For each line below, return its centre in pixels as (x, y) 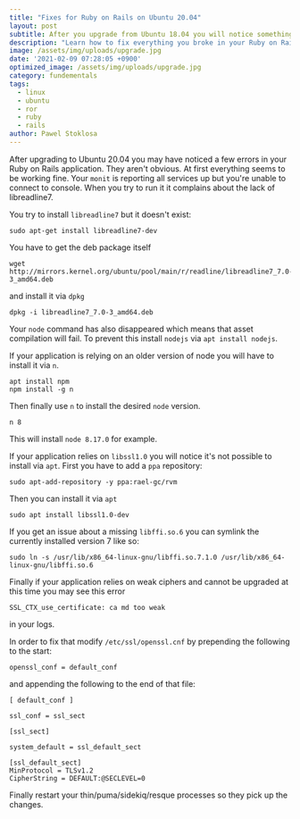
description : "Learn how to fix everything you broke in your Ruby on (143, 42)
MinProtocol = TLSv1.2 (51, 770)
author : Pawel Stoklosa (54, 134)
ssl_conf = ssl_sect (48, 715)
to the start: (30, 651)
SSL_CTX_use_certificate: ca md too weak (87, 607)
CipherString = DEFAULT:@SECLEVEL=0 (77, 778)
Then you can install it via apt (63, 498)
